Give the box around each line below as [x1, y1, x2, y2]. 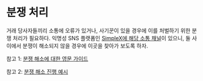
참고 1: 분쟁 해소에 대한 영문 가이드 [6, 55, 89, 62]
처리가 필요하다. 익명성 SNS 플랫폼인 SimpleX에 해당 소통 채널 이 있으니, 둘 [12, 34, 191, 41]
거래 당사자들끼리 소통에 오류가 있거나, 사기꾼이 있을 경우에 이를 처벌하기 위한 [6, 27, 191, 34]
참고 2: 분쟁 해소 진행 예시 [6, 68, 68, 75]
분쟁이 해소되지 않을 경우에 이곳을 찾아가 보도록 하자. [22, 42, 149, 49]
